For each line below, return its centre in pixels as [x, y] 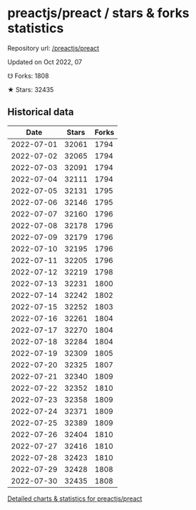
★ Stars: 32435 [31, 89]
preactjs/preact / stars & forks [99, 13]
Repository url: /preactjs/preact [53, 48]
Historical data [41, 112]
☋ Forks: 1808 [28, 76]
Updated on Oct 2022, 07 [45, 61]
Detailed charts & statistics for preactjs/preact [75, 499]
